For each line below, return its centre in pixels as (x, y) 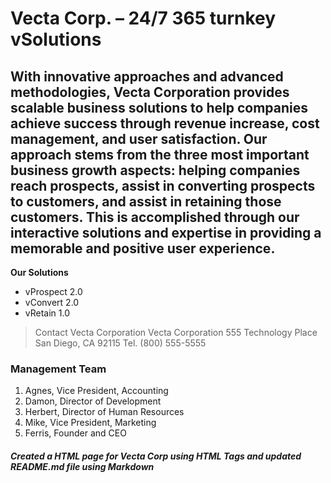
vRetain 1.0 (47, 313)
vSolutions (56, 39)
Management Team (58, 369)
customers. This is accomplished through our (155, 217)
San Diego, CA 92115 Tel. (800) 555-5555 (120, 343)
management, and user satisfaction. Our (139, 138)
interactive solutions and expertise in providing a (166, 232)
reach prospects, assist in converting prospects (163, 185)
